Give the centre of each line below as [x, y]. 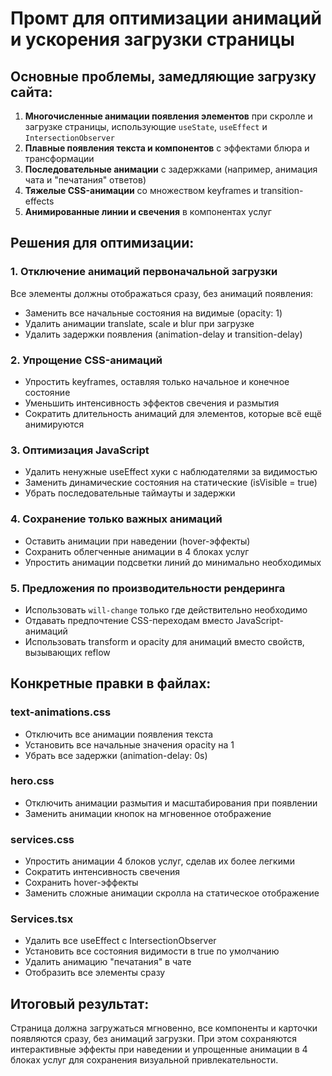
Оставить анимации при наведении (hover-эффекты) [137, 541]
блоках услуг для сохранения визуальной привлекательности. [144, 1060]
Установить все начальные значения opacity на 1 [129, 744]
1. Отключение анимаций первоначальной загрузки [144, 272]
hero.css [32, 781]
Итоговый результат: [80, 1003]
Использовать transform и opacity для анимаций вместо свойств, [164, 641]
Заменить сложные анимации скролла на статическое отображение [172, 893]
